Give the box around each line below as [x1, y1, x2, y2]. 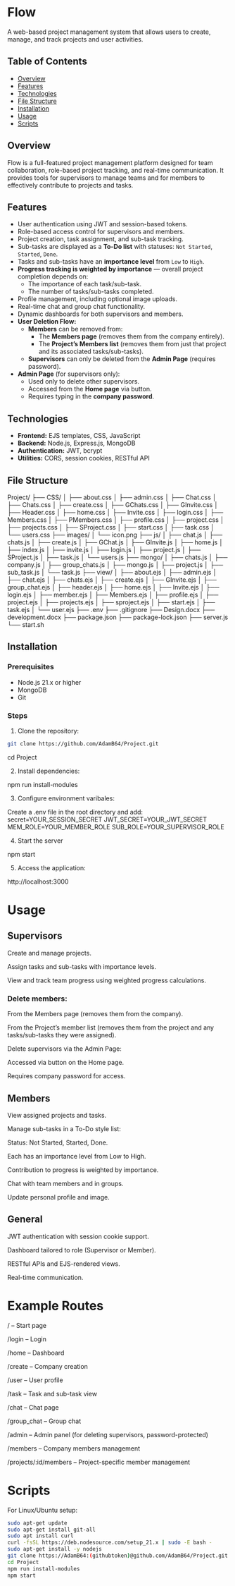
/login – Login [7, 1334, 47, 1343]
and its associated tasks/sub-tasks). [38, 347, 144, 356]
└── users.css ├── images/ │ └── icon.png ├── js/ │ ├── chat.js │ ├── [7, 530, 223, 539]
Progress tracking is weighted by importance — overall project [17, 265, 203, 274]
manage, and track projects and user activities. [7, 35, 144, 43]
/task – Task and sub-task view [7, 1389, 97, 1398]
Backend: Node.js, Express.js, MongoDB [17, 439, 136, 448]
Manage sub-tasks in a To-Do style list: [7, 1124, 121, 1133]
